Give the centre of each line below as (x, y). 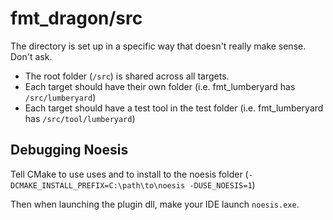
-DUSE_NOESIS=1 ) (222, 184)
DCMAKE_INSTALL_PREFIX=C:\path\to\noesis (98, 185)
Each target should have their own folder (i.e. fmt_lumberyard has (160, 86)
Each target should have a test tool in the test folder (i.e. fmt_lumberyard (174, 108)
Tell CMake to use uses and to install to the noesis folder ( (129, 174)
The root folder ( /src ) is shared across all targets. (127, 76)
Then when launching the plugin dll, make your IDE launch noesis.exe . (155, 204)
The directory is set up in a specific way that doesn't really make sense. (158, 46)
